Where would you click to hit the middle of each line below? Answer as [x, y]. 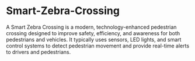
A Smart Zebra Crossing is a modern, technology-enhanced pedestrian [91, 27]
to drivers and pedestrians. [39, 52]
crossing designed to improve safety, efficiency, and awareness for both [93, 33]
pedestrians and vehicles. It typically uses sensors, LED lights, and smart [94, 39]
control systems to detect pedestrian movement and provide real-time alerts [98, 46]
